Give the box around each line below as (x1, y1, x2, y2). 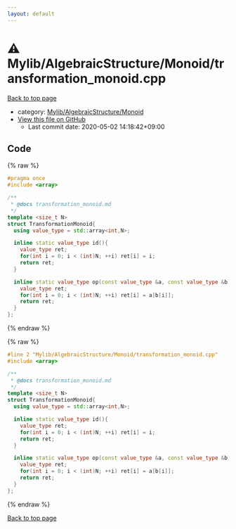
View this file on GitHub (17, 115, 86, 123)
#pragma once (7, 175, 46, 182)
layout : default (7, 10, 55, 18)
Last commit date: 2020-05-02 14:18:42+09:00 (27, 122, 165, 131)
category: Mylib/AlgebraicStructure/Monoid (17, 107, 144, 116)
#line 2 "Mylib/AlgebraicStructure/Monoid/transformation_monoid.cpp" (7, 351, 218, 358)
